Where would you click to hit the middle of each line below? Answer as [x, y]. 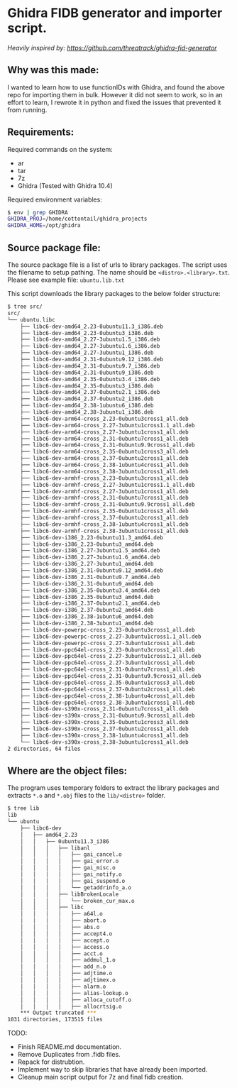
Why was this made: [53, 70]
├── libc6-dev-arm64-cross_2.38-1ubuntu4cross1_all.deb [105, 465]
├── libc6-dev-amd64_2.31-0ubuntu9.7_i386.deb [90, 366]
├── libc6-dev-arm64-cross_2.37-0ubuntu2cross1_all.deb [105, 458]
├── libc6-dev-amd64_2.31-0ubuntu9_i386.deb [87, 373]
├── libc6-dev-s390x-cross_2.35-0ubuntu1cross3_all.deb [105, 722]
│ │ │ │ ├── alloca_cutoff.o [76, 1000]
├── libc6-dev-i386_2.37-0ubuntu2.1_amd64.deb [90, 604]
